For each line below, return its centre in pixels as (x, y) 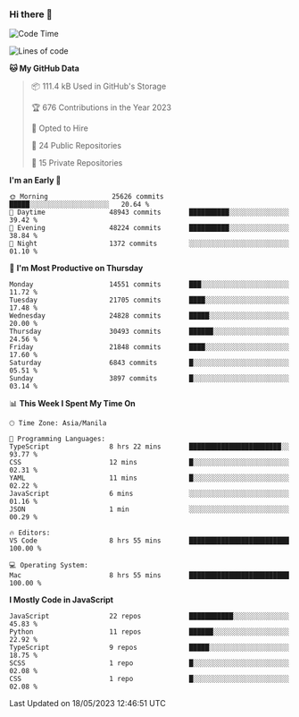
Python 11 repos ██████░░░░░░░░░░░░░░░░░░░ (149, 632)
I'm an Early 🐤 (35, 180)
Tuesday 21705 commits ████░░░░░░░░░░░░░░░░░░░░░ (149, 300)
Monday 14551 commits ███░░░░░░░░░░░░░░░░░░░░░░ (149, 285)
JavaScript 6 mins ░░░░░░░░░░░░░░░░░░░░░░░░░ (149, 494)
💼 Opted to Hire (60, 128)
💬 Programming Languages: (57, 439)
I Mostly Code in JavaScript (62, 600)
